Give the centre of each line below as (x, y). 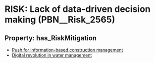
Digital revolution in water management (52, 55)
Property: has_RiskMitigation (51, 38)
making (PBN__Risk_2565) (60, 20)
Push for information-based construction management (67, 50)
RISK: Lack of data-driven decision (77, 9)
